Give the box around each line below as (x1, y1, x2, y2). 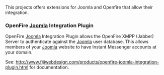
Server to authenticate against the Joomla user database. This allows (5, 38, 149, 44)
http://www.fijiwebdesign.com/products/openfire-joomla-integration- (16, 59, 159, 65)
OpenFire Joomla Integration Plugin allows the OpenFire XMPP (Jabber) (5, 33, 154, 39)
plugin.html (5, 64, 29, 70)
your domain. (5, 49, 33, 55)
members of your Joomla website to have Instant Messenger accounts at (5, 44, 157, 50)
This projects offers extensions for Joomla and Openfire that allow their (5, 4, 153, 10)
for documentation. (29, 64, 69, 70)
